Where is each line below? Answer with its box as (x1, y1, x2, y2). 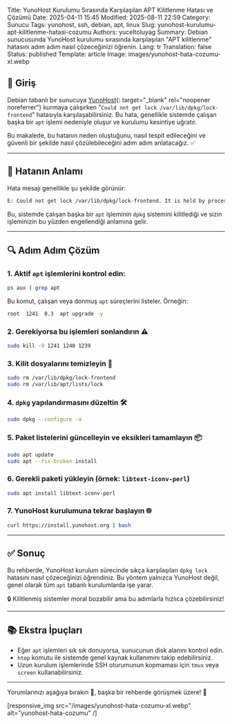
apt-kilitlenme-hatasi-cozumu (7, 28, 92, 36)
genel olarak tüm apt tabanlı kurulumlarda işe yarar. (7, 581, 153, 589)
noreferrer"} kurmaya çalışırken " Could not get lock (7, 103, 157, 111)
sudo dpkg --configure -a (7, 416, 81, 423)
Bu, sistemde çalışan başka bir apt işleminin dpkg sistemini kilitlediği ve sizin (7, 210, 222, 218)
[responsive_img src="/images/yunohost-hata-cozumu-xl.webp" (7, 702, 191, 710)
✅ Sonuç (7, 547, 46, 559)
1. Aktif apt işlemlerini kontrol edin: (7, 269, 126, 278)
